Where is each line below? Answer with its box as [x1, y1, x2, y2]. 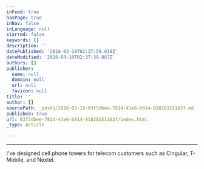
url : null [12, 83, 36, 89]
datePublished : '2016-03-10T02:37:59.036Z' [6, 49, 118, 55]
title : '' [6, 94, 32, 100]
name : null [12, 71, 39, 77]
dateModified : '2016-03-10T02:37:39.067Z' [6, 54, 115, 60]
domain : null [12, 77, 45, 83]
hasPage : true [6, 15, 42, 21]
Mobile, [6, 156, 25, 164]
